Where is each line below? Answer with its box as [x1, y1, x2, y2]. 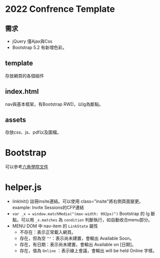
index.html [5, 87, 39, 96]
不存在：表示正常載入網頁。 [19, 229, 76, 235]
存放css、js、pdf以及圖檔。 [5, 129, 62, 135]
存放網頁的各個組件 [5, 73, 44, 78]
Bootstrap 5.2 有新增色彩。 [12, 44, 67, 50]
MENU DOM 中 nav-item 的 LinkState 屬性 [12, 223, 98, 229]
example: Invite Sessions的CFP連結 [12, 205, 84, 211]
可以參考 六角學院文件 [5, 164, 48, 170]
